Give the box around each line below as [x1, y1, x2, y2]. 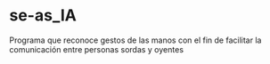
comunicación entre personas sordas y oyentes [9, 44, 184, 54]
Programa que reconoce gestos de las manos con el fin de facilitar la [9, 35, 262, 45]
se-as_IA [9, 5, 78, 26]
